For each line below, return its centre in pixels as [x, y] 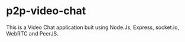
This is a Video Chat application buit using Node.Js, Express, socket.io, [92, 27]
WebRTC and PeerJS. [32, 33]
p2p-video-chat [46, 11]
